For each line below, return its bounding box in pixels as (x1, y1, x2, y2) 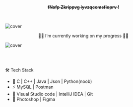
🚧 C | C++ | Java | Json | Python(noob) (12, 78, 92, 84)
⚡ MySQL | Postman (12, 84, 54, 90)
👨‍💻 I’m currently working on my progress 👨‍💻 (38, 33, 129, 38)
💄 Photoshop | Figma (12, 96, 56, 102)
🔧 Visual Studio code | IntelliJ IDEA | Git (12, 91, 93, 97)
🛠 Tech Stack (5, 67, 34, 73)
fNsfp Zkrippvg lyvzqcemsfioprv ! (47, 4, 120, 10)
